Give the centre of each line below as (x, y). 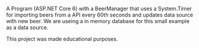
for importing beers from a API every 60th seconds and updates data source (100, 15)
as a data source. (27, 27)
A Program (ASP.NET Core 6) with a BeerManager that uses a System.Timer (99, 9)
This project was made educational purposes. (62, 39)
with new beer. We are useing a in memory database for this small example (98, 21)
